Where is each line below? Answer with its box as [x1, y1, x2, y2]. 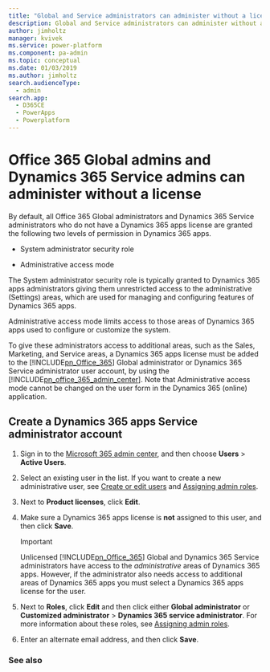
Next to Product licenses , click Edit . [19, 497, 141, 507]
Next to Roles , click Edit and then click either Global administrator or [19, 601, 251, 611]
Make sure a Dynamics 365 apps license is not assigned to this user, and [19, 512, 262, 522]
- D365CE [15, 101, 45, 109]
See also [8, 654, 43, 666]
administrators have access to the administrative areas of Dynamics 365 [19, 560, 260, 570]
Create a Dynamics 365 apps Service [8, 415, 198, 429]
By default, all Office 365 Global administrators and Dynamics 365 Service [8, 211, 255, 221]
